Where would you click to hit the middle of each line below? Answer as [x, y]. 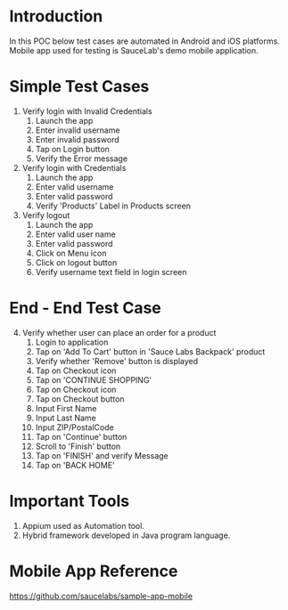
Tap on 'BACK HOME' [75, 465]
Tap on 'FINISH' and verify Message [102, 455]
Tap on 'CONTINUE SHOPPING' [94, 379]
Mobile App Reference [94, 571]
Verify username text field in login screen [111, 272]
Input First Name [66, 408]
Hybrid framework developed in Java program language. [126, 535]
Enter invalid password [78, 139]
